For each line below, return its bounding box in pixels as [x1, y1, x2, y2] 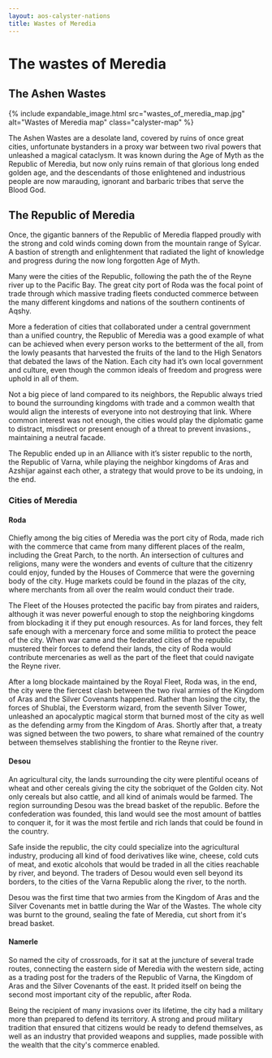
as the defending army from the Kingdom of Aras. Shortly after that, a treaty [8, 720, 262, 730]
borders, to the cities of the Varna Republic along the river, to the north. [8, 877, 247, 886]
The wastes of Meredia [8, 55, 166, 73]
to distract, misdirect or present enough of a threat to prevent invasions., [8, 424, 252, 434]
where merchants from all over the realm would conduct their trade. [8, 585, 235, 595]
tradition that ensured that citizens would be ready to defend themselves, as [8, 1022, 264, 1032]
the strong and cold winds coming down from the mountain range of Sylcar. [8, 238, 261, 248]
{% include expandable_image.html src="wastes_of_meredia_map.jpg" [8, 108, 245, 118]
